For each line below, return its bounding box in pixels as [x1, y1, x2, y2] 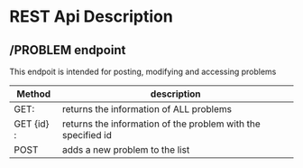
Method [16, 88, 51, 100]
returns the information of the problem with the [61, 117, 261, 130]
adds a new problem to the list [61, 144, 190, 155]
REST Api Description [9, 6, 173, 27]
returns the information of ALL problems [61, 103, 233, 115]
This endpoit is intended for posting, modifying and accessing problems [9, 66, 277, 77]
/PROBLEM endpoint [9, 42, 126, 58]
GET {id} [14, 117, 50, 130]
